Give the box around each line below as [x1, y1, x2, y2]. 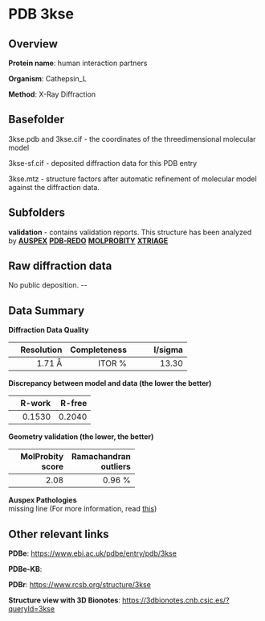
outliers [100, 461, 131, 472]
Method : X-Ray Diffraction [8, 89, 96, 99]
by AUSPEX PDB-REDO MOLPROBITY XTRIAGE [8, 235, 169, 246]
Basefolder [8, 113, 65, 126]
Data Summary [8, 304, 85, 317]
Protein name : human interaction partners [8, 58, 148, 68]
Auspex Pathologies [8, 495, 78, 505]
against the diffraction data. [8, 182, 100, 192]
